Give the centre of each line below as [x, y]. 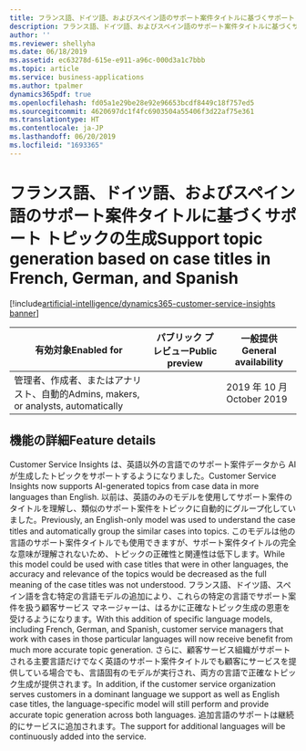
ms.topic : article [44, 69]
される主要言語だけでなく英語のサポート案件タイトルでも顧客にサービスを [149, 661]
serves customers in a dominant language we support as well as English [145, 694]
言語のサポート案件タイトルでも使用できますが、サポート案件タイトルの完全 [153, 542]
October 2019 [257, 399]
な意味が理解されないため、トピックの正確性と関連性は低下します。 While [147, 554]
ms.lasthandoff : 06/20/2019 [63, 137]
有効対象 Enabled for [79, 349]
